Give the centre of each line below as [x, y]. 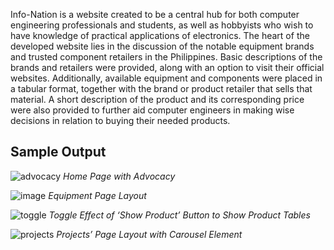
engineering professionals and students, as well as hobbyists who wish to [162, 25]
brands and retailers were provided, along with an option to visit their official [167, 67]
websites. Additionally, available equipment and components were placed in [166, 78]
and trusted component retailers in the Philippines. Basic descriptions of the [166, 57]
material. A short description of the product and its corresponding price [157, 99]
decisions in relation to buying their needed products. [120, 120]
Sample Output [58, 152]
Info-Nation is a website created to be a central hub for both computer [155, 14]
